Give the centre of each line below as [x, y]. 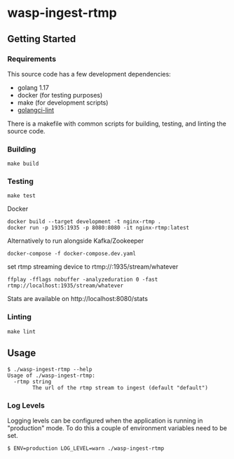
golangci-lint [36, 109]
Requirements [32, 59]
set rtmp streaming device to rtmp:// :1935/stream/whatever [93, 267]
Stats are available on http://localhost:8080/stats [78, 299]
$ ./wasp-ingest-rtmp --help [50, 369]
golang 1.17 [33, 87]
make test [22, 196]
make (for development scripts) [63, 102]
